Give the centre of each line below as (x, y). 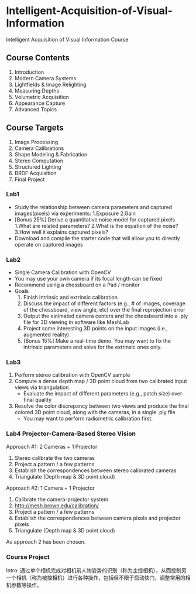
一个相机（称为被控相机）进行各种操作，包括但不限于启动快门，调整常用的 (96, 578)
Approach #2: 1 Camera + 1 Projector (50, 488)
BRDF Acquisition (35, 173)
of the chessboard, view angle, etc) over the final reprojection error (104, 310)
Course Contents (38, 58)
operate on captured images (49, 244)
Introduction (29, 72)
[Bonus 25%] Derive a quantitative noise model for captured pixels (95, 219)
